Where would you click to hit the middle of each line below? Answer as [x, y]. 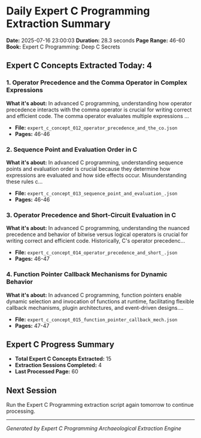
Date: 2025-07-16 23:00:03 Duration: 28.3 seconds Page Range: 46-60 [96, 40]
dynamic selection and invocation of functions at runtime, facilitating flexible [100, 301]
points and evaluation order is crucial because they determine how [88, 168]
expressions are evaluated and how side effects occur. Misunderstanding [97, 175]
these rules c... [25, 182]
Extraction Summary [58, 24]
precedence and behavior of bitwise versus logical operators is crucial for [97, 234]
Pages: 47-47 [32, 325]
